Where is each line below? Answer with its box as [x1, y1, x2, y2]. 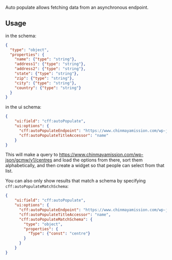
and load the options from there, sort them [53, 157, 143, 163]
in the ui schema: [5, 104, 42, 110]
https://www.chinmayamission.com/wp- [59, 152, 144, 158]
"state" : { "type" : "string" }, [14, 71, 79, 76]
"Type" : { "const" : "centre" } [28, 231, 91, 237]
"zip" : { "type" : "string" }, [14, 76, 74, 81]
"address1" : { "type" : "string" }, [14, 61, 86, 67]
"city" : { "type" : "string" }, [14, 80, 77, 86]
